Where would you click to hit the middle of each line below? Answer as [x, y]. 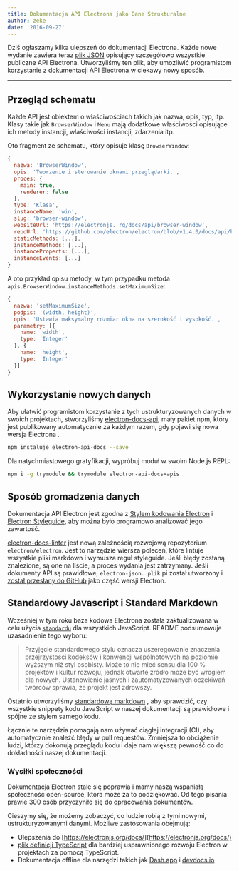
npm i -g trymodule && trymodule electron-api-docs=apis [94, 474]
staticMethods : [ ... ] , [47, 238]
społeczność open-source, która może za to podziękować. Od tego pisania [117, 795]
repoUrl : [27, 232]
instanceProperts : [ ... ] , [52, 252]
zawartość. [24, 528]
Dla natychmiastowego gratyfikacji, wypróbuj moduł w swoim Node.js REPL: [119, 461]
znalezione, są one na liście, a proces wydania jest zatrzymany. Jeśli [108, 565]
